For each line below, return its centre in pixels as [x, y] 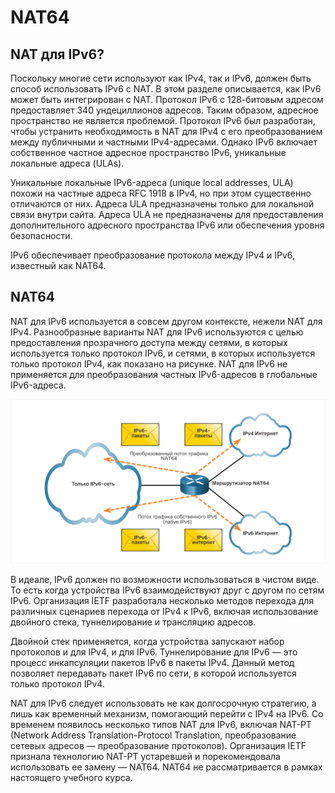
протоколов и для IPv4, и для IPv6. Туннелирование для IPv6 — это [154, 652]
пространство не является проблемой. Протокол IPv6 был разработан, [163, 120]
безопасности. [41, 235]
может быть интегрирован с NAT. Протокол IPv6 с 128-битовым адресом [167, 99]
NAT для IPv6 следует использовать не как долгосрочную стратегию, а [163, 703]
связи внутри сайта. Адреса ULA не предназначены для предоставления [167, 214]
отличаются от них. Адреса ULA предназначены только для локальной [162, 204]
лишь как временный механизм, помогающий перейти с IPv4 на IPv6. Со [167, 713]
